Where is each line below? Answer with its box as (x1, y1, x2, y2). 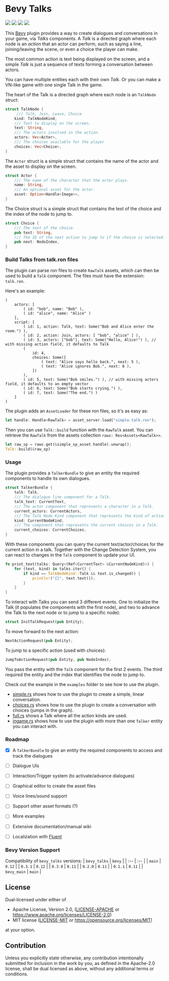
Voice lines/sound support (12, 793, 67, 799)
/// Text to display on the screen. (14, 120, 92, 126)
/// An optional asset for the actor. (14, 187, 96, 192)
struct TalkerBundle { (5, 485, 53, 490)
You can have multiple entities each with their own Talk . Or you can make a (5, 76, 161, 82)
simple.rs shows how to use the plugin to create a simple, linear (12, 691, 144, 697)
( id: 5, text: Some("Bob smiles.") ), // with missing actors (23, 377, 158, 382)
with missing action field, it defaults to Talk (5, 342, 109, 347)
